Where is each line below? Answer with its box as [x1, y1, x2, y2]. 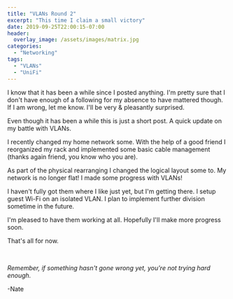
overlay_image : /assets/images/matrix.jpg [13, 36, 139, 43]
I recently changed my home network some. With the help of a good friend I [7, 137, 226, 146]
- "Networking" [13, 50, 58, 57]
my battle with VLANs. [7, 124, 71, 132]
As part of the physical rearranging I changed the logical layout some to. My [7, 166, 227, 174]
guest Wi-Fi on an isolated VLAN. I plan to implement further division [7, 194, 205, 203]
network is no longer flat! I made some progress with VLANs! [7, 173, 183, 182]
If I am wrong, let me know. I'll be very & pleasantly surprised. [7, 103, 185, 111]
